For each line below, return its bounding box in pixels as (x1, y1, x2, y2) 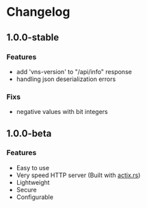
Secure (16, 185, 37, 194)
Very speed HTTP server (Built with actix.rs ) (16, 171, 141, 179)
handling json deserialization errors (16, 75, 116, 83)
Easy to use (16, 163, 49, 172)
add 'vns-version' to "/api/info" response (16, 67, 133, 76)
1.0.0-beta (6, 128, 52, 139)
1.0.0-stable (6, 32, 59, 43)
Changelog (6, 4, 70, 20)
